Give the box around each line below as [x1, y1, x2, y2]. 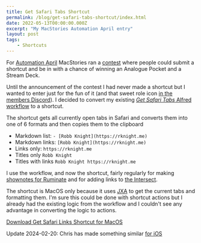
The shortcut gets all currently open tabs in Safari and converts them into [6, 114, 188, 121]
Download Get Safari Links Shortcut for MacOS [6, 218, 123, 226]
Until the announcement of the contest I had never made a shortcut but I [6, 83, 185, 90]
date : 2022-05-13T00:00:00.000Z [6, 20, 87, 26]
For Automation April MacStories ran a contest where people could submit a [6, 58, 194, 66]
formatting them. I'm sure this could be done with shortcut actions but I [6, 194, 182, 201]
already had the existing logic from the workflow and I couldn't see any [6, 200, 182, 208]
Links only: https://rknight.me [14, 145, 92, 152]
